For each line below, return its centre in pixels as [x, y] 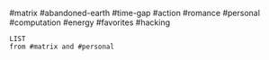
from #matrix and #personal [62, 47]
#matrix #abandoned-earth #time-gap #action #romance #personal [135, 13]
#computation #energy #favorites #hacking [90, 22]
